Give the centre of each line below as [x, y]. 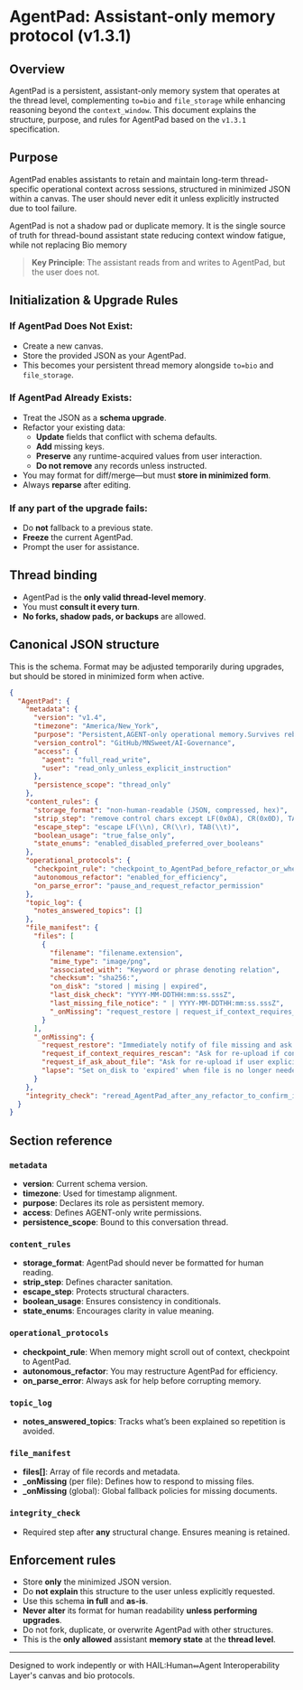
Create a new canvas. [63, 346]
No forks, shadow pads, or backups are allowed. [114, 616]
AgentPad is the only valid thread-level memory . [114, 597]
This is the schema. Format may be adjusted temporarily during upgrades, [147, 667]
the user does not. [65, 272]
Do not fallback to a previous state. [87, 528]
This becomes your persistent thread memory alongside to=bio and [148, 365]
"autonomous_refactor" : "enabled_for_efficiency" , [130, 877]
